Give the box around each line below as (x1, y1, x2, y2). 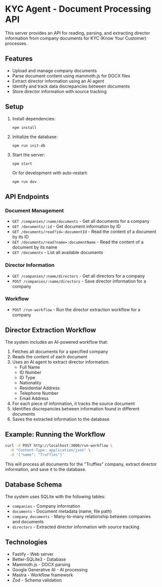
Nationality (19, 379, 42, 385)
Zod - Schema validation (12, 577, 62, 583)
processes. (5, 40, 28, 46)
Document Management (5, 207, 64, 214)
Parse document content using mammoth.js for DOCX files (12, 72, 131, 79)
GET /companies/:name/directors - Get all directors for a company (12, 273, 145, 279)
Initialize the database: (12, 134, 58, 140)
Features (5, 55, 33, 63)
